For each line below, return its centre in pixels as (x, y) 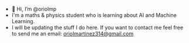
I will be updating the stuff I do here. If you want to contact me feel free (97, 27)
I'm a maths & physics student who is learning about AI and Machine (94, 15)
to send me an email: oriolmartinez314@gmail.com (73, 34)
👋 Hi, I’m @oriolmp (34, 9)
